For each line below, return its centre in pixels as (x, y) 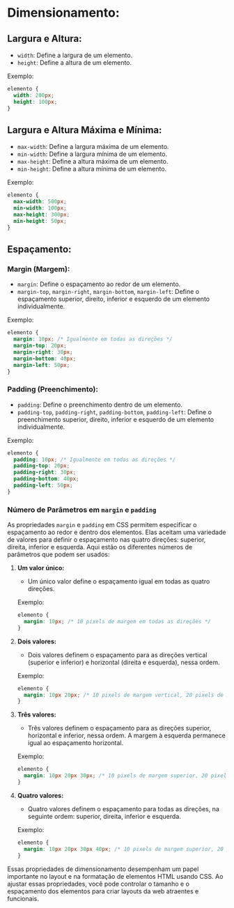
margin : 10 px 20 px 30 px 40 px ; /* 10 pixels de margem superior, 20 (124, 849)
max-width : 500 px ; (40, 202)
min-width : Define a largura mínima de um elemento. (92, 154)
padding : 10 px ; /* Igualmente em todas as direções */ (95, 460)
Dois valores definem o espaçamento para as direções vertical (117, 655)
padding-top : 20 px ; (42, 466)
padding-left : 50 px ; (43, 485)
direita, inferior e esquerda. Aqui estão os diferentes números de (100, 547)
